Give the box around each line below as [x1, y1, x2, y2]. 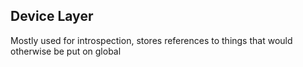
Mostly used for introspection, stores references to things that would [10, 34, 293, 46]
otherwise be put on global [10, 45, 122, 57]
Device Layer [10, 8, 94, 25]
